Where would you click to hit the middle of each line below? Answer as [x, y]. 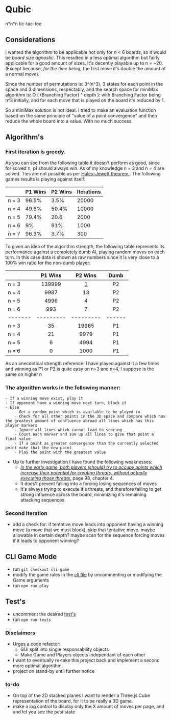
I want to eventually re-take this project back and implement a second [86, 660]
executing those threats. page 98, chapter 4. [67, 478]
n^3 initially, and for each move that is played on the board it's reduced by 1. [85, 100]
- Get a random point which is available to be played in [77, 412]
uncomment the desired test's [44, 614]
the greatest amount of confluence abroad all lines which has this [80, 421]
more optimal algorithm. [38, 666]
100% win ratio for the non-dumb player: [48, 263]
